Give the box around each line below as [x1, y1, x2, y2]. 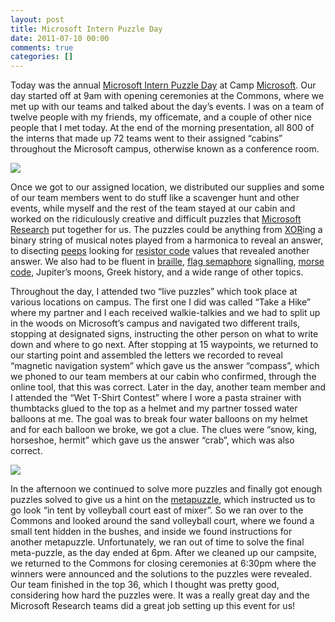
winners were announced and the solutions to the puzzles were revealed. [10, 568, 312, 580]
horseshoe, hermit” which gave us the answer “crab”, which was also [10, 434, 295, 446]
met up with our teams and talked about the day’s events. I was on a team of [10, 101, 325, 113]
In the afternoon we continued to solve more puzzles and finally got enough [10, 483, 323, 495]
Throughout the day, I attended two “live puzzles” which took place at [10, 286, 298, 298]
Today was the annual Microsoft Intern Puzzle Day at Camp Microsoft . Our [10, 79, 317, 91]
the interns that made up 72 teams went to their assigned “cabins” [10, 132, 283, 145]
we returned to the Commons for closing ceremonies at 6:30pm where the [10, 557, 317, 570]
